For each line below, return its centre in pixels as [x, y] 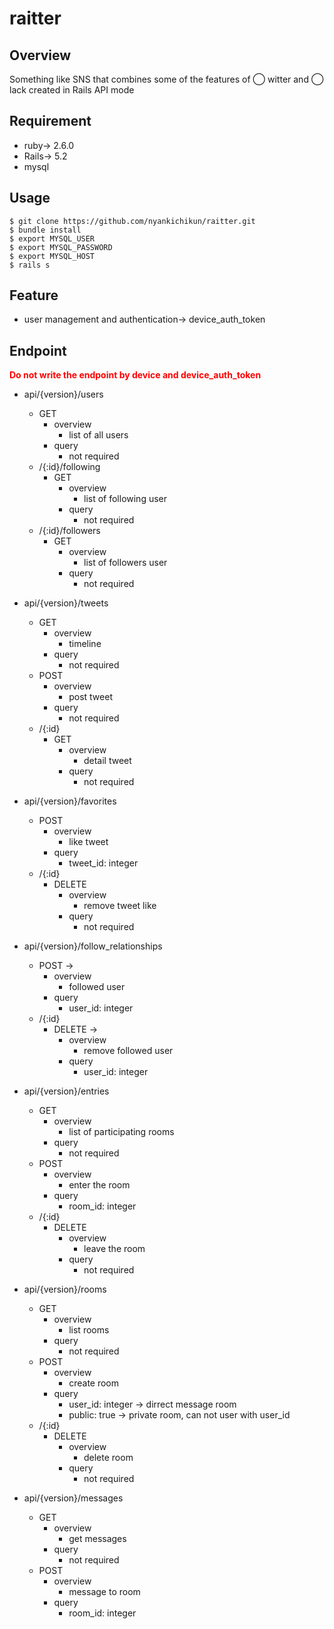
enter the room [99, 1185]
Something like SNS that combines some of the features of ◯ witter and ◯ [166, 79]
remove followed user [128, 1051]
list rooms [89, 1330]
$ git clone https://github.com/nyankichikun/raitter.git [132, 221]
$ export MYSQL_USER [52, 238]
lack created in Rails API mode [72, 90]
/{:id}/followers [69, 531]
